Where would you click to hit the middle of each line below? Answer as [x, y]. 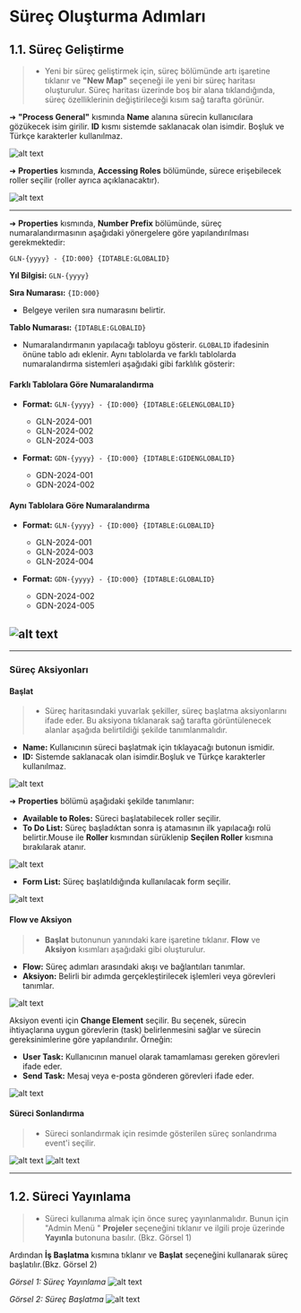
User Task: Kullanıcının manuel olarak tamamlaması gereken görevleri [151, 1056]
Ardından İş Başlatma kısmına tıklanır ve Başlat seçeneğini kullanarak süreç [149, 1255]
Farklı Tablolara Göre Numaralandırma [82, 384]
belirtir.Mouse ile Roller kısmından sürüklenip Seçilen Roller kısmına [147, 837]
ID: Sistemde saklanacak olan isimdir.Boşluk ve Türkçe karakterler [144, 757]
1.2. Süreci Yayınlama [70, 1197]
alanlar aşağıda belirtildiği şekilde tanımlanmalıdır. [136, 730]
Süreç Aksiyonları [49, 670]
